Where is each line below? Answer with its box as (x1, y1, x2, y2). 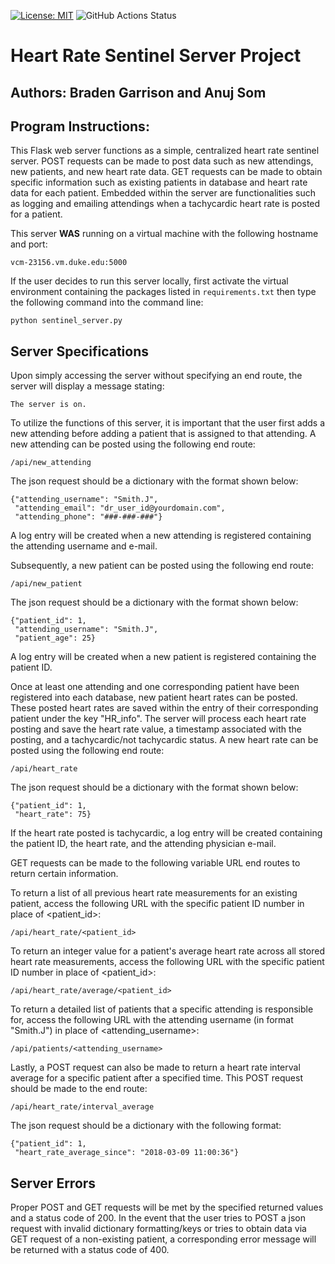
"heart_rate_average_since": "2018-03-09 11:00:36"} (14, 1148, 240, 1158)
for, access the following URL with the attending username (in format (10, 1014, 294, 1026)
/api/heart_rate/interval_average (10, 1102, 155, 1112)
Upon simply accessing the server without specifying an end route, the (10, 370, 303, 382)
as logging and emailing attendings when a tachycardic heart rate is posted (10, 198, 321, 210)
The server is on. (10, 400, 87, 410)
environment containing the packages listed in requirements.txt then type (10, 286, 317, 298)
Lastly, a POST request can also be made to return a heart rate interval (10, 1061, 301, 1074)
